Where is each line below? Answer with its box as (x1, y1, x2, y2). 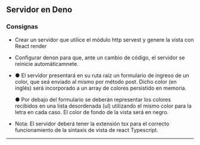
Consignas (6, 23, 39, 31)
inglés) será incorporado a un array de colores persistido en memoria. (14, 84, 187, 92)
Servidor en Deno (6, 5, 73, 15)
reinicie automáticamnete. (14, 60, 79, 67)
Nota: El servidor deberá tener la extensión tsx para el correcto (14, 120, 170, 127)
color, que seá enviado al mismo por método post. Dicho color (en (14, 78, 177, 85)
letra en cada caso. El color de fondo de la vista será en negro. (14, 108, 169, 115)
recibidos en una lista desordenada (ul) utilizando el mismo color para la (14, 102, 192, 109)
